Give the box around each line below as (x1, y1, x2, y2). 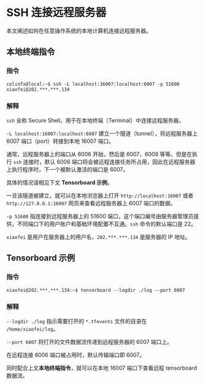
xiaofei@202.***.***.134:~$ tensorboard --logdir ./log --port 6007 (6, 287, 185, 293)
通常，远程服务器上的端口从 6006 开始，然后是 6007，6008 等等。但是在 (6, 150, 192, 158)
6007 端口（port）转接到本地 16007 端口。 (6, 137, 115, 145)
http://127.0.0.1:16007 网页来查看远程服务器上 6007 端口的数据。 (6, 199, 176, 207)
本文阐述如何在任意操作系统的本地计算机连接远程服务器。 (6, 27, 152, 34)
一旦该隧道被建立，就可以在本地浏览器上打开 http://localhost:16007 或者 (6, 191, 194, 199)
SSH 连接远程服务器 (6, 6, 107, 20)
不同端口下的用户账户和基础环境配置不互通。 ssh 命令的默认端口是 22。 (17, 220, 196, 227)
